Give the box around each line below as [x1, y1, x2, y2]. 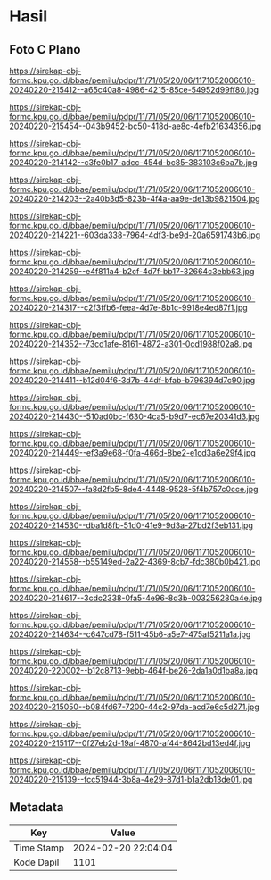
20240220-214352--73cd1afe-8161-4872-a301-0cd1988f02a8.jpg [9, 339, 253, 349]
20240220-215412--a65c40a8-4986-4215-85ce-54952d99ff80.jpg [9, 85, 259, 95]
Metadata [9, 800, 64, 815]
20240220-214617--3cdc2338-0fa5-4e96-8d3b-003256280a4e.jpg [9, 592, 263, 603]
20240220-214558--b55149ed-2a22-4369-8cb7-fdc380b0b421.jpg [9, 557, 261, 566]
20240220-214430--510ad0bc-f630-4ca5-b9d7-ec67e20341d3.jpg [9, 411, 260, 422]
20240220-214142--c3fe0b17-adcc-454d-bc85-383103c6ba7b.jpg [9, 157, 258, 167]
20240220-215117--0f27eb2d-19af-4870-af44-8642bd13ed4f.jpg [9, 738, 251, 748]
